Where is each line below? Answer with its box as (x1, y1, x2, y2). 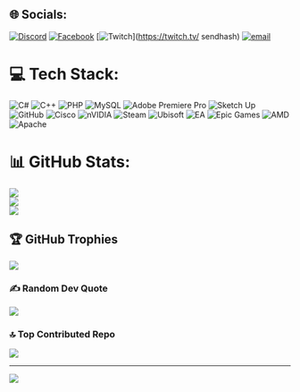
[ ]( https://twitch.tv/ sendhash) (96, 30, 240, 41)
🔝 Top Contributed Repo (9, 328, 116, 340)
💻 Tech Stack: (9, 64, 120, 84)
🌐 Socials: (9, 7, 68, 22)
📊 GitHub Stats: (9, 151, 131, 172)
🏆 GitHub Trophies (9, 232, 119, 247)
